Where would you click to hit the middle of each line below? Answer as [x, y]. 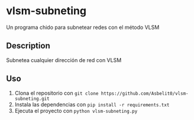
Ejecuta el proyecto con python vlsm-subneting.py [76, 111]
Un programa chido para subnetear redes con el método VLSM [83, 27]
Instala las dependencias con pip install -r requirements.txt [92, 104]
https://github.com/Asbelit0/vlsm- [145, 93]
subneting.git [32, 99]
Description [28, 46]
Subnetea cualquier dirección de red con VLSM [64, 60]
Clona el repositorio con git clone [56, 93]
